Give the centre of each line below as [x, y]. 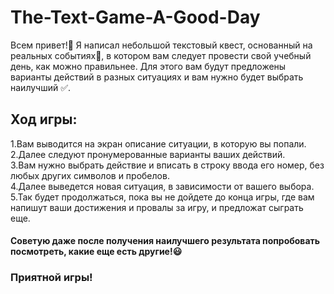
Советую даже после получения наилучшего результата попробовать [165, 241]
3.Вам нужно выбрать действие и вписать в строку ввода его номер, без [167, 165]
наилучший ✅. [41, 87]
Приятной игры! [51, 278]
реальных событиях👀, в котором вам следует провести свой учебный [161, 55]
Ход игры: [44, 119]
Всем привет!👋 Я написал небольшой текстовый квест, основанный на [161, 45]
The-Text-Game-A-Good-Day [135, 17]
